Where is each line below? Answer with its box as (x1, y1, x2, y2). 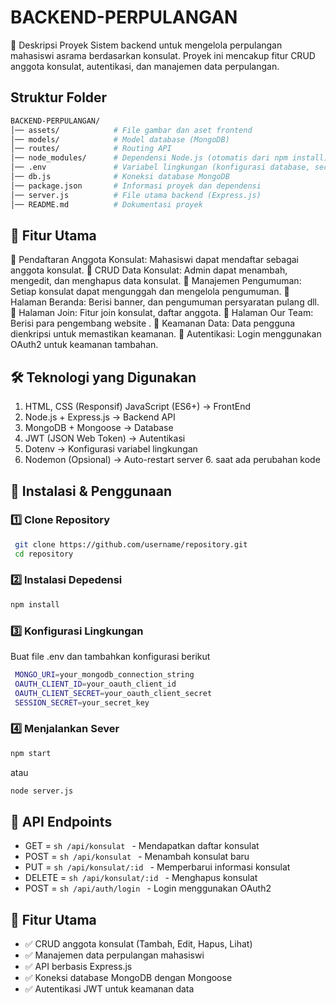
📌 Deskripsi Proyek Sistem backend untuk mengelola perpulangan (10, 39, 283, 51)
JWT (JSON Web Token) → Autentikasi (24, 432, 186, 445)
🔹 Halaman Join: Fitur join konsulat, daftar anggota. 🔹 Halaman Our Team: (10, 307, 314, 319)
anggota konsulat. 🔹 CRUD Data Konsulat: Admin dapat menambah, (10, 264, 288, 276)
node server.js (10, 786, 74, 796)
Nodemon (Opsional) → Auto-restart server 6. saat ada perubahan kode (24, 454, 321, 466)
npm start (10, 748, 52, 758)
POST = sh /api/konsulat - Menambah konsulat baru (24, 851, 250, 863)
